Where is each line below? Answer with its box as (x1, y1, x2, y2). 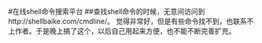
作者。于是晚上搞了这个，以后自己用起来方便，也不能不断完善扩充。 (14, 27, 236, 35)
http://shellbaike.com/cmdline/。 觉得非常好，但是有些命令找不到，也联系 (8, 16, 248, 26)
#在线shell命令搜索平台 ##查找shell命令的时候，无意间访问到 (8, 7, 205, 16)
